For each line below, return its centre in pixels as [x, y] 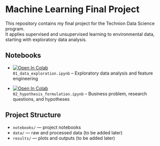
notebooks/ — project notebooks [47, 127]
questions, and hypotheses [41, 99]
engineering [25, 78]
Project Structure [33, 115]
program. [15, 28]
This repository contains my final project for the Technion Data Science [80, 23]
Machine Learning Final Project [72, 9]
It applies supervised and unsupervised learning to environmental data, [80, 34]
